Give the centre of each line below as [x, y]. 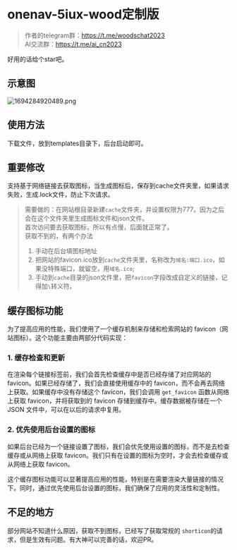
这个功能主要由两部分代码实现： [81, 338]
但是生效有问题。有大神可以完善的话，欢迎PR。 [88, 539]
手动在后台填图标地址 [66, 251]
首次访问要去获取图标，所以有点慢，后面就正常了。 [99, 227]
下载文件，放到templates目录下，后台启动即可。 [77, 143]
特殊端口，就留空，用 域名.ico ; [91, 269]
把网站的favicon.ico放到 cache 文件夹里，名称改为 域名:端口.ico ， [127, 260]
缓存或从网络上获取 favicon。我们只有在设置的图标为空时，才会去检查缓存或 [118, 455]
